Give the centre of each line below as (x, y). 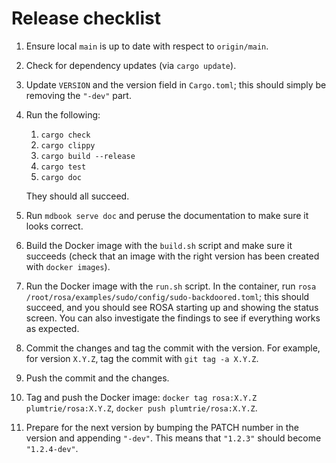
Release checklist (86, 18)
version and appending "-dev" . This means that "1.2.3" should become (173, 438)
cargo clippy (68, 145)
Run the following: (63, 114)
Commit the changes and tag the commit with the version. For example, (173, 348)
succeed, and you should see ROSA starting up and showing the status (172, 307)
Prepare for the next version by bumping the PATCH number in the (162, 427)
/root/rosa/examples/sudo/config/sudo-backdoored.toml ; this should (167, 296)
